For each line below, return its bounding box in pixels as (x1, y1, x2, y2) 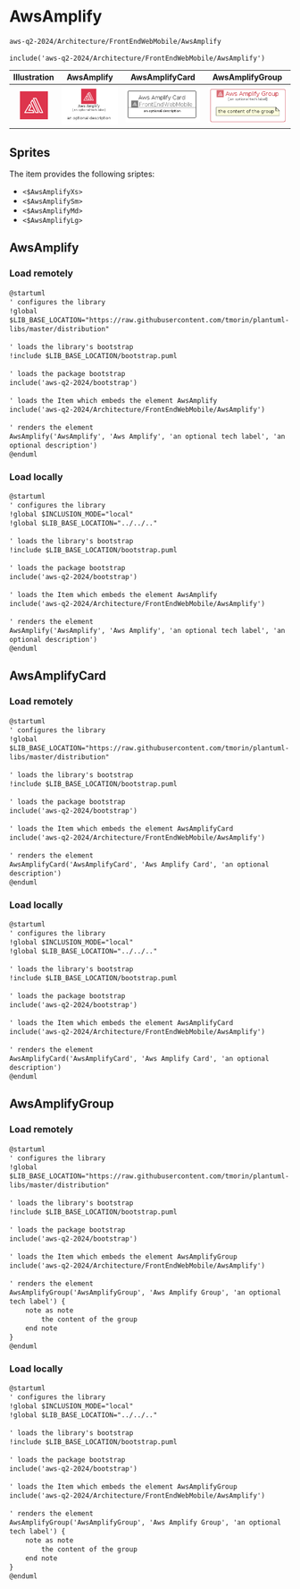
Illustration (12, 72, 55, 82)
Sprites (9, 145, 51, 160)
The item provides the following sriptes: (9, 168, 155, 179)
